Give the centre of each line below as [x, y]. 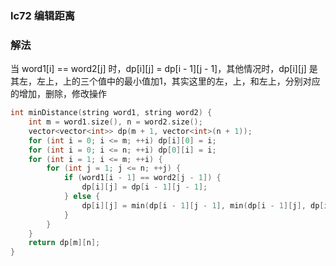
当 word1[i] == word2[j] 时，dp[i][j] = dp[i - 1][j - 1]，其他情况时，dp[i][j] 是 [164, 69]
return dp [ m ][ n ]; [64, 243]
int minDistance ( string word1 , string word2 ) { [111, 113]
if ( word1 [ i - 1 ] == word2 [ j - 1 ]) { [142, 178]
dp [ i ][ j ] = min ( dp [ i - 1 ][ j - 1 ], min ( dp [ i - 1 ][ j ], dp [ [203, 205]
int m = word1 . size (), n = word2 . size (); [115, 122]
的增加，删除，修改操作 [58, 94]
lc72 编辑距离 [43, 15]
